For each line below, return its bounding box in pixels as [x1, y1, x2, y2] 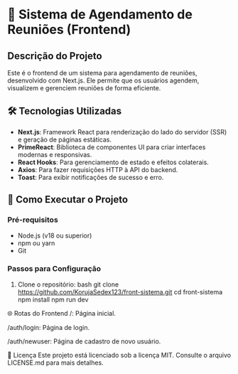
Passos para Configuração [7, 264, 102, 274]
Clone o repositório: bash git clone [17, 280, 119, 289]
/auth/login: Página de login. [7, 323, 90, 331]
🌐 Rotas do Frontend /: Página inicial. [7, 309, 116, 317]
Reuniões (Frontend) [7, 21, 131, 38]
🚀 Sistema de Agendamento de [7, 6, 193, 23]
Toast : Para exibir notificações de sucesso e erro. [17, 173, 164, 181]
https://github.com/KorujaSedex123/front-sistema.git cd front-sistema [17, 287, 223, 296]
